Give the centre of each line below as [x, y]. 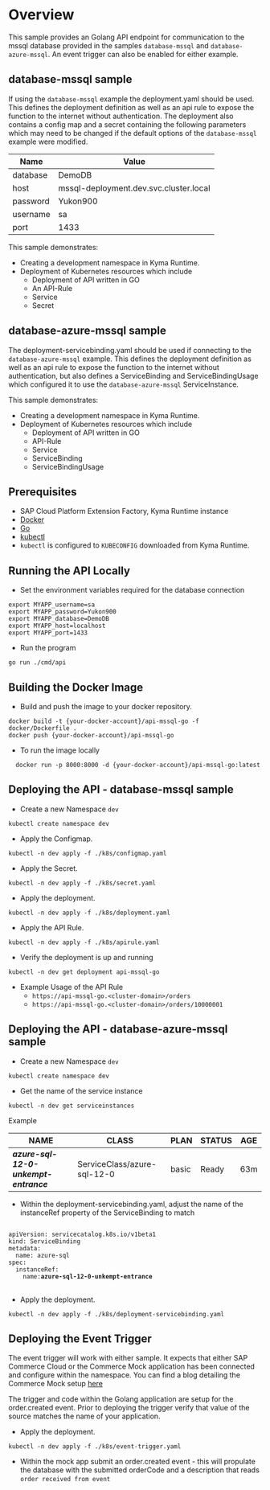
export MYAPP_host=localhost [57, 626]
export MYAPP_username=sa [51, 605]
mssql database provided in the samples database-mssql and [108, 45]
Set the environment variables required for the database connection [132, 590]
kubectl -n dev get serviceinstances [72, 1106]
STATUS [217, 1140]
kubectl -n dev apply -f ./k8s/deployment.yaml [90, 913]
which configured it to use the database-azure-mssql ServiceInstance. [124, 384]
